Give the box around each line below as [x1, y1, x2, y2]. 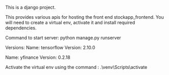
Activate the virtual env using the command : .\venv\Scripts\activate [5, 64, 148, 70]
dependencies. [5, 25, 37, 31]
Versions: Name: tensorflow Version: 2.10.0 [5, 45, 96, 50]
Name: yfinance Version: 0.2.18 [5, 54, 70, 60]
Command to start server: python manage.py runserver [5, 35, 121, 41]
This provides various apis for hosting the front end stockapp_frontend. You [5, 14, 164, 20]
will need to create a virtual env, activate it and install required [5, 20, 135, 25]
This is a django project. [5, 5, 56, 10]
